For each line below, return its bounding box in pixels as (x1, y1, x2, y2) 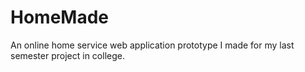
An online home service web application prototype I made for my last (10, 39, 295, 51)
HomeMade (10, 6, 109, 29)
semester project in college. (10, 49, 125, 61)
